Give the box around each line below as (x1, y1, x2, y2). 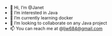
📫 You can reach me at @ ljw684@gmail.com (9, 26, 103, 31)
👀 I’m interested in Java (9, 10, 58, 16)
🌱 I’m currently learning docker (9, 15, 73, 20)
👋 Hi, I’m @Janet (9, 5, 44, 10)
